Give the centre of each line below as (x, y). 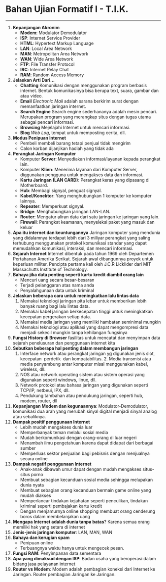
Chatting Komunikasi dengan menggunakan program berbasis (83, 85)
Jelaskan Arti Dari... (33, 80)
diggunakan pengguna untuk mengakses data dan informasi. (82, 175)
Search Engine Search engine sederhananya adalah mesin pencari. (88, 111)
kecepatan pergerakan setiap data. (55, 316)
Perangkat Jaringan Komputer (44, 153)
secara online (34, 458)
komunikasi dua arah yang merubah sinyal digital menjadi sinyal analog (85, 411)
